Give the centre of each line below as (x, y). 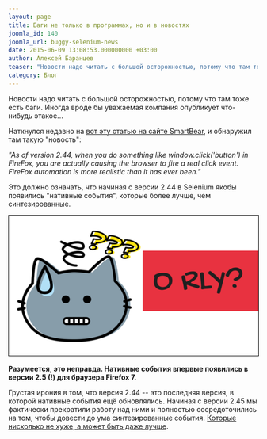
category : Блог (33, 75)
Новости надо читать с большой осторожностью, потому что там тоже (129, 98)
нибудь (21, 116)
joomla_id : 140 (33, 33)
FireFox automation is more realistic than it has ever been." (105, 171)
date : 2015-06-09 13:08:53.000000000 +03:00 (83, 50)
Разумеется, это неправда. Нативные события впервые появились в (128, 369)
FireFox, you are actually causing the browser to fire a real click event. (124, 163)
